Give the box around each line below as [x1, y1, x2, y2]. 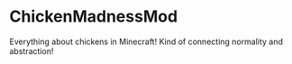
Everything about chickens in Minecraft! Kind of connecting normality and [9, 36, 284, 47]
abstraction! [9, 45, 54, 56]
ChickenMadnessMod [9, 6, 178, 27]
